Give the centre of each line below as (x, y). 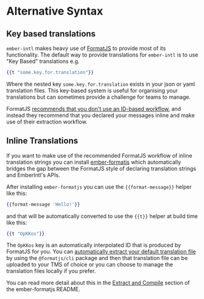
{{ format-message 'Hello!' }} (43, 204)
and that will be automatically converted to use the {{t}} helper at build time (102, 216)
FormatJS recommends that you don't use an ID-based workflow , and (94, 108)
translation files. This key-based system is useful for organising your (92, 90)
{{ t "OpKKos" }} (26, 234)
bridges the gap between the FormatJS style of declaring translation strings (101, 168)
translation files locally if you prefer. (51, 271)
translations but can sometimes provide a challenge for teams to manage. (98, 97)
